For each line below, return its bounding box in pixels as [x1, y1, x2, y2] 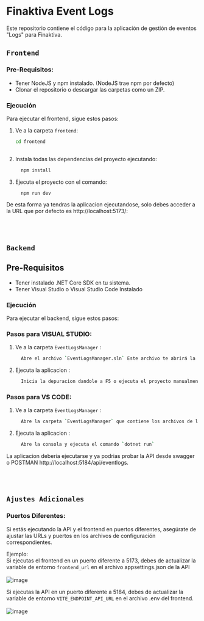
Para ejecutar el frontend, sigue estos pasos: [6, 115, 119, 122]
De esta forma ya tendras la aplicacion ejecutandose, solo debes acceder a [6, 201, 196, 208]
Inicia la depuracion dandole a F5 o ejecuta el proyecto [21, 379, 171, 385]
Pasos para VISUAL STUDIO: [6, 330, 93, 338]
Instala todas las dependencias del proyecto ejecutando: [15, 155, 157, 162]
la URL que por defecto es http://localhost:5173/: [6, 208, 128, 215]
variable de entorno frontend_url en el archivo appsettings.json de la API [6, 563, 190, 570]
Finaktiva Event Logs [6, 4, 114, 18]
